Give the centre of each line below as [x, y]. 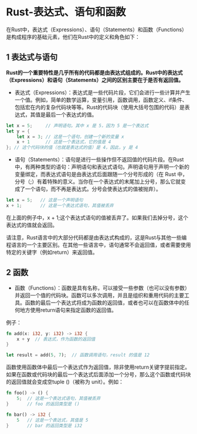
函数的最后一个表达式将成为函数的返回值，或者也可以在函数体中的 [105, 302]
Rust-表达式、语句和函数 [66, 12]
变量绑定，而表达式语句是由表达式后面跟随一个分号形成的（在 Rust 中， [101, 174]
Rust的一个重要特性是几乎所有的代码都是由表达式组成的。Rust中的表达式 [94, 72]
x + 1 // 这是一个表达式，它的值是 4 [64, 142]
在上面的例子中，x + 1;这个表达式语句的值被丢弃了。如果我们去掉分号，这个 [97, 217]
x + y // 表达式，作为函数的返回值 [56, 339]
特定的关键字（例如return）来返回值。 [52, 252]
